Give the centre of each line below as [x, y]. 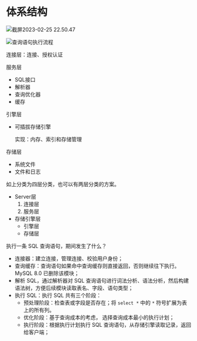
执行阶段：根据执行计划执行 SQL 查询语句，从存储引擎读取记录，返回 [107, 325]
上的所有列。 [39, 310]
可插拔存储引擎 [33, 127]
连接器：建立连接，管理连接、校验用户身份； [69, 258]
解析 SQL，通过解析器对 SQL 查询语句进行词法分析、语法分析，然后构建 [102, 280]
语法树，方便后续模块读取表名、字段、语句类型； [74, 288]
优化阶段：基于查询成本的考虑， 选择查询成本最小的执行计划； [99, 317]
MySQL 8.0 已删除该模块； [47, 273]
